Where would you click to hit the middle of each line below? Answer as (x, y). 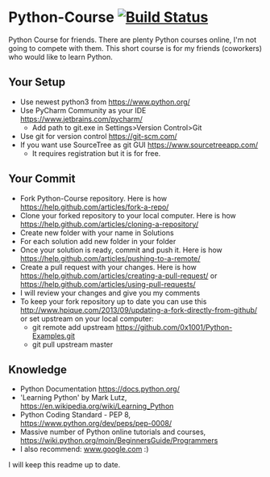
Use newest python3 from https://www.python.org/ (105, 102)
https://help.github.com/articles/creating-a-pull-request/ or (118, 276)
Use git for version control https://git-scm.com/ (98, 136)
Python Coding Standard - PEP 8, (75, 415)
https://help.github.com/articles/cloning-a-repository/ (109, 224)
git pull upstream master (73, 344)
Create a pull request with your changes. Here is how (108, 267)
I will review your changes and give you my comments (110, 293)
